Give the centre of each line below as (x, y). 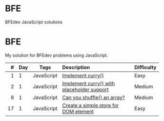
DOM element (78, 111)
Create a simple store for (91, 105)
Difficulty (145, 67)
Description (76, 67)
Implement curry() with (89, 83)
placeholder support (85, 89)
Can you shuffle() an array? (94, 97)
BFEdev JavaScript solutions (34, 22)
